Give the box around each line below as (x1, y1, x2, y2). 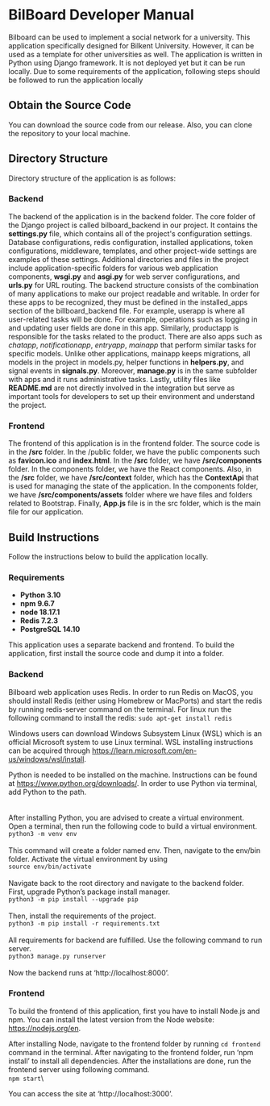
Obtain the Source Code (8, 98, 131, 112)
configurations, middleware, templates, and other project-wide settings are (8, 246, 257, 256)
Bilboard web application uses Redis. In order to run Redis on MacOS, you (8, 687, 254, 696)
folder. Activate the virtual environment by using (8, 854, 168, 863)
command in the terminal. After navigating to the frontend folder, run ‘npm (8, 1047, 254, 1057)
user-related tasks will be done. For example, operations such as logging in (8, 314, 258, 324)
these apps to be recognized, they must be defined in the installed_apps (8, 297, 248, 307)
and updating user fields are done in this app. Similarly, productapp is (8, 322, 239, 332)
